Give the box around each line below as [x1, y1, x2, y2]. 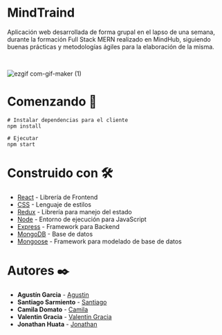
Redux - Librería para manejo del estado [17, 207, 133, 216]
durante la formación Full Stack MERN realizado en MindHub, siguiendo [7, 35, 211, 43]
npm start [7, 141, 36, 148]
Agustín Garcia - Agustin [17, 290, 89, 299]
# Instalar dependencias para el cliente [7, 117, 129, 123]
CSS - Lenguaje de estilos [17, 200, 92, 209]
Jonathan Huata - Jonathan [17, 320, 98, 328]
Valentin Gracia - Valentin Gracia [17, 312, 112, 320]
